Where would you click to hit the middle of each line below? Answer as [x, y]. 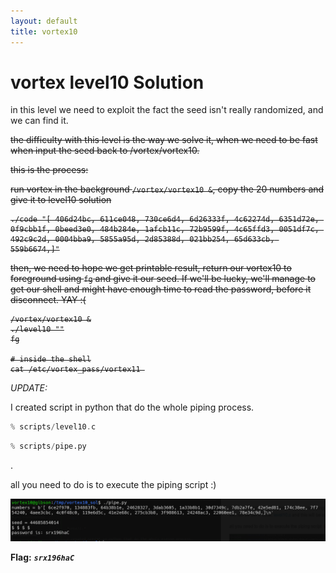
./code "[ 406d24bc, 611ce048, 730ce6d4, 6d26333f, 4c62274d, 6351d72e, [165, 220]
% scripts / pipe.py [48, 446]
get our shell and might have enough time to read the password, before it [161, 289]
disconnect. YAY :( [48, 300]
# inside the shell [51, 360]
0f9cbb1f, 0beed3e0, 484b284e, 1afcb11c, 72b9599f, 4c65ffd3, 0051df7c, [165, 230]
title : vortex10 [44, 31]
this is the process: [49, 170]
